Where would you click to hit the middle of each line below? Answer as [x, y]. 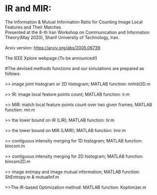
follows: [13, 73]
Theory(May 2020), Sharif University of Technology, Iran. [62, 37]
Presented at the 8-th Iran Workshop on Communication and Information [77, 32]
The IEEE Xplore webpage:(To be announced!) [51, 58]
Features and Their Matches [33, 27]
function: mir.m [20, 109]
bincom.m [15, 146]
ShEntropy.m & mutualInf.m [32, 177]
